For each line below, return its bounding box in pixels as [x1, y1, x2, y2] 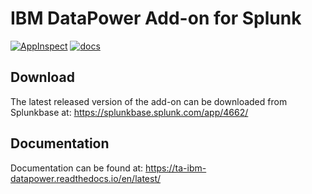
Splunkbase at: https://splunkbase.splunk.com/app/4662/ [10, 106, 249, 118]
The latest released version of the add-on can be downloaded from [10, 95, 288, 107]
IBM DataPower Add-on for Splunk [10, 7, 302, 30]
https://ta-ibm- [145, 162, 207, 174]
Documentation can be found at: [10, 162, 144, 174]
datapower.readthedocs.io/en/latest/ [10, 172, 162, 184]
